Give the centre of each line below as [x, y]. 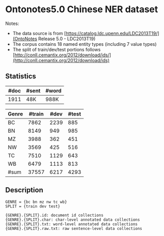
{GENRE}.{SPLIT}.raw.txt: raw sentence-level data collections [74, 228]
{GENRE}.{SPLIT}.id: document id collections [54, 215]
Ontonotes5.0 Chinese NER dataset [82, 9]
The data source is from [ [39, 33]
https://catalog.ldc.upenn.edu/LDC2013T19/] [112, 33]
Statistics [21, 77]
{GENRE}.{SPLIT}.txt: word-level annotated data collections [72, 224]
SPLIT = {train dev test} [33, 206]
